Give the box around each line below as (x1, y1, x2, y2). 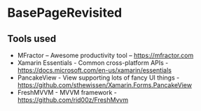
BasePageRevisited (7, 5, 123, 21)
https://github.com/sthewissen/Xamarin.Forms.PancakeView (17, 81, 193, 89)
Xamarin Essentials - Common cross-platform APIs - (17, 59, 169, 67)
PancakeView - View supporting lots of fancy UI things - (17, 73, 180, 82)
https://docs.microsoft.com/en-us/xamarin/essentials (17, 66, 172, 74)
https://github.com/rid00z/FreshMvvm (17, 96, 128, 104)
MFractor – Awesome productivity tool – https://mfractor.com (17, 51, 194, 59)
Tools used (7, 33, 57, 45)
